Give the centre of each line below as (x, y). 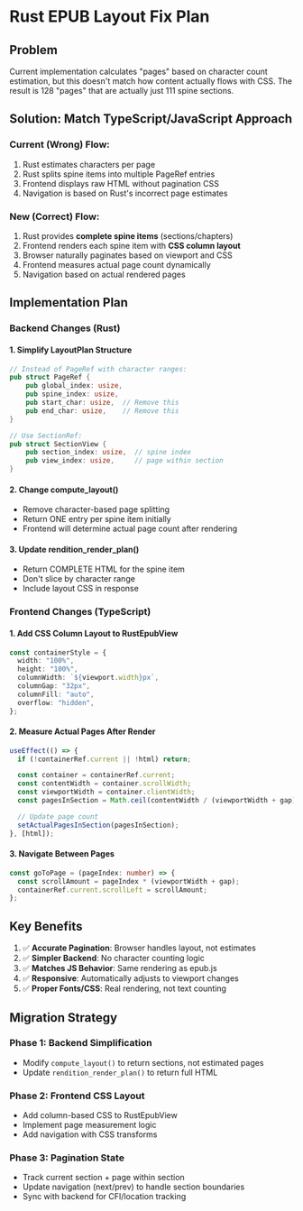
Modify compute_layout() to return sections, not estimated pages (143, 1062)
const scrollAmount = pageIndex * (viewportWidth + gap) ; (129, 881)
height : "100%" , (48, 669)
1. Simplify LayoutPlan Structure (71, 350)
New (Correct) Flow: (55, 216)
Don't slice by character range (78, 579)
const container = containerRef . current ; (96, 775)
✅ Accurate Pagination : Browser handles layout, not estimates (139, 948)
